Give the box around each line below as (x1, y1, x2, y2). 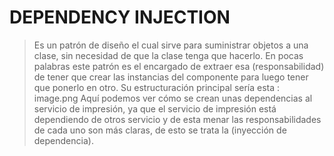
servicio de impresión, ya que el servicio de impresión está (33, 102, 277, 115)
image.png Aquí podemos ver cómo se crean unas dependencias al (33, 92, 313, 104)
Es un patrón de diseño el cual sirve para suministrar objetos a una (33, 39, 309, 51)
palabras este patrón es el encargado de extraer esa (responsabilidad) (33, 60, 325, 72)
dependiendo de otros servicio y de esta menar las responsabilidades (33, 113, 322, 125)
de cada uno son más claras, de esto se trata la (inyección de (33, 124, 287, 136)
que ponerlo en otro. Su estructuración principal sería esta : (33, 81, 281, 93)
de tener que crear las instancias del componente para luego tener (33, 71, 309, 83)
